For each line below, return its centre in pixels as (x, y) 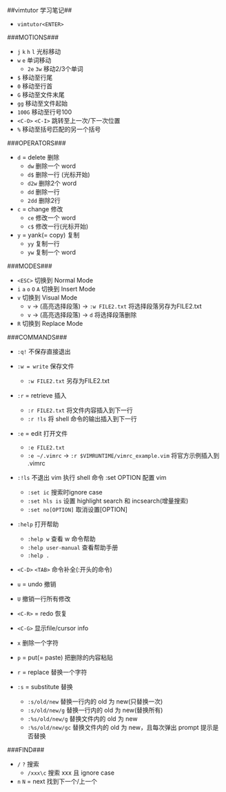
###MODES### (30, 266)
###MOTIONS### (33, 37)
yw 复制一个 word (52, 252)
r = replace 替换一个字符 (52, 672)
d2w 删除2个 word (52, 183)
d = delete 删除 (38, 157)
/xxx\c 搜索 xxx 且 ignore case (71, 773)
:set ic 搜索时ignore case (65, 492)
